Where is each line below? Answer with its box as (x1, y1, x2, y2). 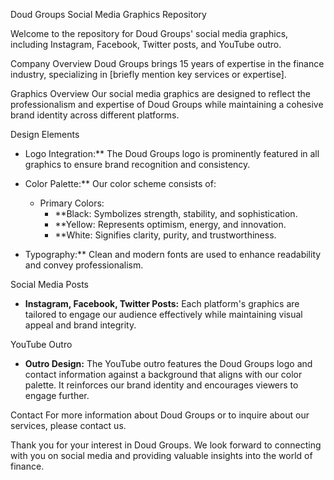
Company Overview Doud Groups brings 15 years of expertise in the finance (10, 58, 325, 69)
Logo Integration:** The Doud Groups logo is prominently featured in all (24, 148, 320, 159)
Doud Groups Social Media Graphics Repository (10, 9, 207, 20)
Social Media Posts (10, 279, 90, 290)
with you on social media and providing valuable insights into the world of (10, 450, 313, 461)
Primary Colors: (39, 197, 105, 209)
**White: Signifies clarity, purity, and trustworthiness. (54, 229, 277, 241)
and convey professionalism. (24, 259, 144, 271)
